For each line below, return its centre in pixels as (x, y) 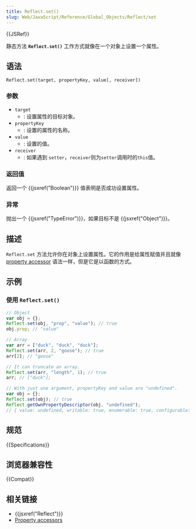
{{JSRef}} (18, 34)
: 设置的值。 (38, 143)
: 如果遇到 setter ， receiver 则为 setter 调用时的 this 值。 (91, 157)
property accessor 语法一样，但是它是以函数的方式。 (71, 262)
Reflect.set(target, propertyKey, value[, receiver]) (74, 80)
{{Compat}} (20, 479)
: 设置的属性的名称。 (48, 130)
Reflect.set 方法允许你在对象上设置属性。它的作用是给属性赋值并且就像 (94, 254)
